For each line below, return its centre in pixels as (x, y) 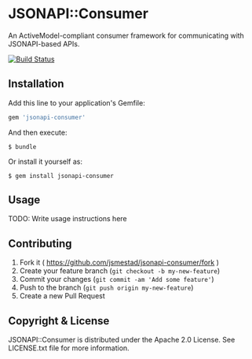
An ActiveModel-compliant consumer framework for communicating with (126, 35)
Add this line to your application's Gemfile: (77, 102)
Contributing (40, 244)
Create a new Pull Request (62, 296)
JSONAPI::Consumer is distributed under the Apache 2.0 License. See (122, 340)
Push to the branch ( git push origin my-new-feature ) (106, 287)
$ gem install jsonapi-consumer (61, 176)
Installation (36, 84)
